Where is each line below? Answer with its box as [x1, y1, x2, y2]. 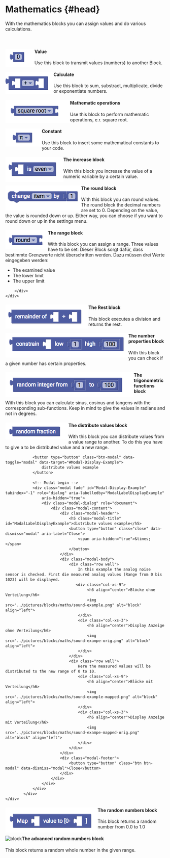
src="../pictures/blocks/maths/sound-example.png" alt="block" [5, 603, 142, 608]
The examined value [12, 267, 55, 273]
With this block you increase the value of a [63, 168, 152, 174]
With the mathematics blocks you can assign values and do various [5, 20, 146, 27]
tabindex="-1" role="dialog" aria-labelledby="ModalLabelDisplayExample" [5, 490, 165, 496]
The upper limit [12, 278, 45, 284]
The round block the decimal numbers [81, 202, 161, 208]
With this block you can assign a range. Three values [48, 241, 159, 247]
